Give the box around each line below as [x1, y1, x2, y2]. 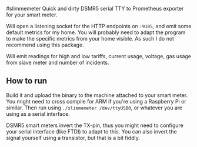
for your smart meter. [6, 11, 58, 18]
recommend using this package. [6, 41, 84, 48]
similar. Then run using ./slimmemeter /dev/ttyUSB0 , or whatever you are [6, 104, 183, 111]
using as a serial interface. [6, 110, 71, 117]
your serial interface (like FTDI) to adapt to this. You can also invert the [6, 128, 178, 135]
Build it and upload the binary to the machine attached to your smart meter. [6, 91, 188, 99]
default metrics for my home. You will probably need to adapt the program [6, 29, 186, 36]
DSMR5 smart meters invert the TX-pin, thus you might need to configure [6, 122, 183, 129]
